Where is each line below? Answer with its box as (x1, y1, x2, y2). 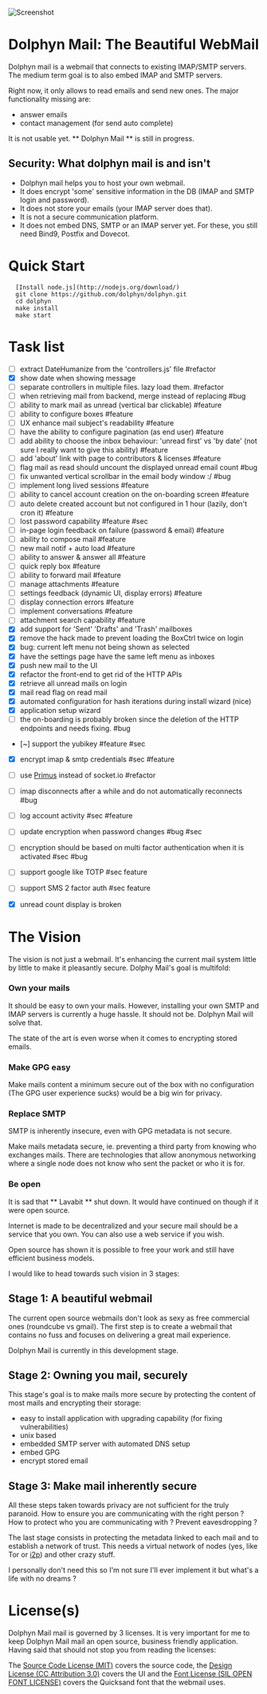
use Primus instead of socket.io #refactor (19, 770, 156, 780)
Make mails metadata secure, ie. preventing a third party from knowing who (8, 1142, 257, 1151)
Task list (8, 338, 65, 355)
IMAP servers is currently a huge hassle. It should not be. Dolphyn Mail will (8, 1009, 253, 1019)
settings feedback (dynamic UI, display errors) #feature (19, 588, 202, 598)
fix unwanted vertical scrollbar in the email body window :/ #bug (19, 472, 231, 481)
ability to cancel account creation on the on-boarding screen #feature (19, 489, 249, 499)
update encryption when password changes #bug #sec (19, 827, 202, 837)
